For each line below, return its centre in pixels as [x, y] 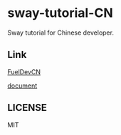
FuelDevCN [24, 71]
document [22, 86]
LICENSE [27, 108]
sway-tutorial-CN [60, 13]
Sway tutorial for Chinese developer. [60, 33]
